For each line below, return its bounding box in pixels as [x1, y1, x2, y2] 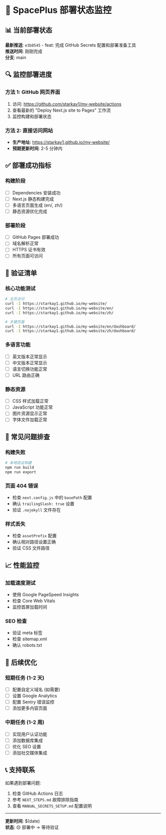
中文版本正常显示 [12, 359, 47, 365]
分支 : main [5, 55, 26, 60]
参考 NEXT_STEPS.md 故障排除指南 [12, 796, 79, 802]
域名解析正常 [12, 240, 39, 246]
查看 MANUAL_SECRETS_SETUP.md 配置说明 [12, 803, 92, 809]
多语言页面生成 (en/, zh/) [12, 202, 63, 208]
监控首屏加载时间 [12, 604, 47, 610]
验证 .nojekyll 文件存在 [12, 507, 61, 513]
